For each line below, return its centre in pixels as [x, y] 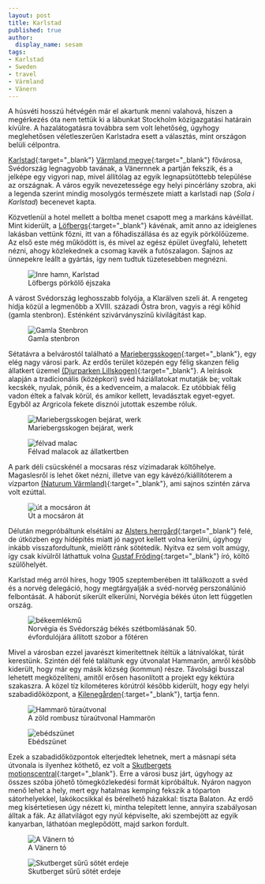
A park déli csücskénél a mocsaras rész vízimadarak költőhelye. [112, 467]
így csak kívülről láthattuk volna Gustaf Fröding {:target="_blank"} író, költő [129, 556]
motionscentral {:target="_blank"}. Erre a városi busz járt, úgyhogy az [121, 773]
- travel [22, 74]
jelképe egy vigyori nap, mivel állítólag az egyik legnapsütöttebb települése [130, 177]
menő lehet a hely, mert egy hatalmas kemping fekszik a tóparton [114, 791]
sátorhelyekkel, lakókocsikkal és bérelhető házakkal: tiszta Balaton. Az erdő [131, 799]
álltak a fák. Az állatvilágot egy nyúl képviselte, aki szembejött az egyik [123, 816]
